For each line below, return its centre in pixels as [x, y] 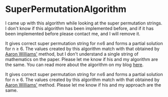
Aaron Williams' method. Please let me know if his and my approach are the [83, 85]
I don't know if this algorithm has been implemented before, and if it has [79, 28]
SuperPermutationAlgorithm [66, 9]
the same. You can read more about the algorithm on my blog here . [74, 64]
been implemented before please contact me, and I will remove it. [73, 33]
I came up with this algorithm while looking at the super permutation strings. [84, 23]
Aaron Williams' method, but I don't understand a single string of [72, 54]
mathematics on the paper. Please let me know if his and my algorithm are [81, 59]
